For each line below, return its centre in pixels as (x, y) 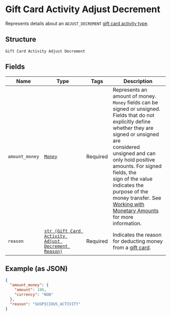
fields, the (124, 173)
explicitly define (132, 122)
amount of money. (135, 96)
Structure (21, 39)
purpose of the (131, 191)
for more (123, 217)
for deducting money (138, 241)
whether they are (133, 128)
